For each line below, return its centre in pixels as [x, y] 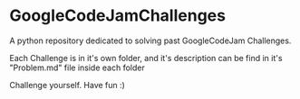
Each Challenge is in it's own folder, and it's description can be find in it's [146, 58]
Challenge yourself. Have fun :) [67, 85]
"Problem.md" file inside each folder [77, 67]
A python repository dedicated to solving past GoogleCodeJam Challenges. [150, 40]
